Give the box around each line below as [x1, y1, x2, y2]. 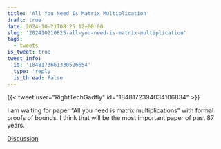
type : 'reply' [13, 68, 54, 74]
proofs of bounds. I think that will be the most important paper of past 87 [7, 114, 214, 122]
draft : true [7, 17, 41, 23]
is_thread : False [13, 74, 64, 81]
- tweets [13, 42, 39, 49]
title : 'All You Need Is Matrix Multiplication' [7, 10, 150, 17]
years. [7, 121, 26, 130]
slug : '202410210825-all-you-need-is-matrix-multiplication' [7, 29, 187, 37]
